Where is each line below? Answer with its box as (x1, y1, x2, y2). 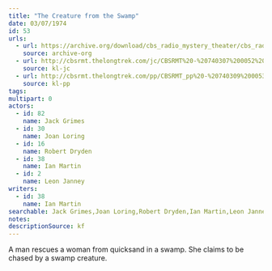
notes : (8, 215, 31, 223)
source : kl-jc (23, 65, 70, 73)
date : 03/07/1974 (8, 19, 67, 28)
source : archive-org (23, 49, 92, 57)
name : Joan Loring (23, 132, 85, 140)
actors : (8, 102, 35, 110)
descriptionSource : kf (8, 222, 85, 231)
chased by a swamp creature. (8, 253, 108, 263)
